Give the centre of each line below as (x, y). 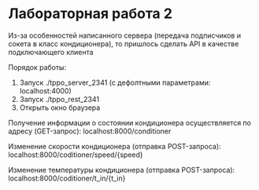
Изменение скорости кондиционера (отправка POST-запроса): (115, 146)
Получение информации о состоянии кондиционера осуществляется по (130, 122)
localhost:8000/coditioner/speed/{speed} (76, 155)
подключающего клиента (51, 52)
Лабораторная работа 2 (91, 14)
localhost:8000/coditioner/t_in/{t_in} (67, 178)
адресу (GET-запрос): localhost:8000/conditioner (90, 131)
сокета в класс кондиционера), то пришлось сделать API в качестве (124, 43)
